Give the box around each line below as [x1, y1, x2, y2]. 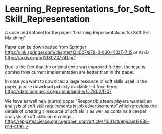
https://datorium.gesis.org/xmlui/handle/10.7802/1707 [5, 89, 112, 94]
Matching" [5, 35, 26, 41]
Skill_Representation [5, 14, 90, 25]
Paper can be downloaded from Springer [5, 44, 87, 50]
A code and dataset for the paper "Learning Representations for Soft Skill [5, 30, 151, 35]
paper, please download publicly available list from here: [5, 83, 118, 89]
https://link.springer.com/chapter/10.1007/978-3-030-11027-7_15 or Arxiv [5, 49, 149, 55]
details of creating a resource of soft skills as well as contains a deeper [5, 108, 147, 114]
